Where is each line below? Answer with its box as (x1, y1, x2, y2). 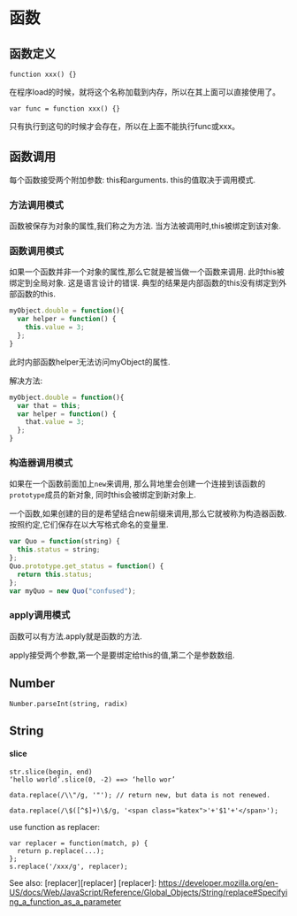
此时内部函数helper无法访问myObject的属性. (9, 356, 171, 367)
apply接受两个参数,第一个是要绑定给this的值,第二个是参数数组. (9, 650, 236, 660)
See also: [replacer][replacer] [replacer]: (9, 878, 157, 889)
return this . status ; (17, 570, 93, 579)
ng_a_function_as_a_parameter (9, 897, 122, 907)
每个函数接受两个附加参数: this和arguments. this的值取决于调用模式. (9, 174, 256, 185)
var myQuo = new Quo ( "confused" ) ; (9, 586, 137, 596)
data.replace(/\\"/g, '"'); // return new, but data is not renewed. (9, 791, 271, 800)
